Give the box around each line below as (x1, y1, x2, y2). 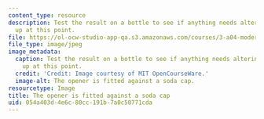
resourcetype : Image (8, 84, 76, 92)
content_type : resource (8, 11, 86, 20)
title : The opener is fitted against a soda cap (8, 92, 170, 99)
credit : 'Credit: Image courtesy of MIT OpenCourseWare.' (15, 70, 210, 78)
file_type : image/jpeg (8, 41, 82, 49)
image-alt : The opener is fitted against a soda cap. (15, 77, 195, 85)
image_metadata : (8, 48, 61, 56)
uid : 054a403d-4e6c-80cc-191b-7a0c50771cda (8, 99, 153, 106)
